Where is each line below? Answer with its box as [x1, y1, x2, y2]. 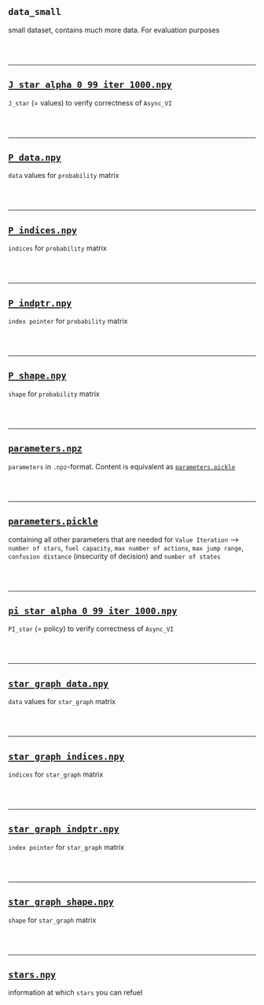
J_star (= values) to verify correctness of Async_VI [8, 98, 173, 107]
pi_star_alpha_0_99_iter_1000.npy [8, 605, 178, 617]
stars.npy [8, 969, 57, 980]
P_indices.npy [8, 224, 77, 235]
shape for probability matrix [8, 389, 100, 399]
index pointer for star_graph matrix [8, 842, 125, 851]
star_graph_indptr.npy [8, 823, 119, 835]
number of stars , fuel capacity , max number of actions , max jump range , [8, 543, 244, 552]
